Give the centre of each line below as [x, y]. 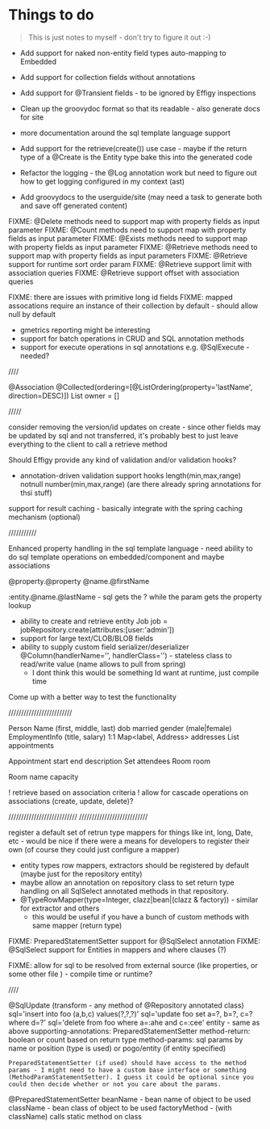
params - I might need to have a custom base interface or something [128, 1070]
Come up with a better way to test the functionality [93, 696]
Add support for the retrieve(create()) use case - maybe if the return [133, 148]
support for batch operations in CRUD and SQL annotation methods [132, 338]
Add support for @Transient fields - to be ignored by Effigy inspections [138, 93]
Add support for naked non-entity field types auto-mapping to [123, 53]
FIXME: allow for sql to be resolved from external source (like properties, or [133, 965]
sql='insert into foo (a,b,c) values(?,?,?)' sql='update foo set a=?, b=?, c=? [131, 1013]
